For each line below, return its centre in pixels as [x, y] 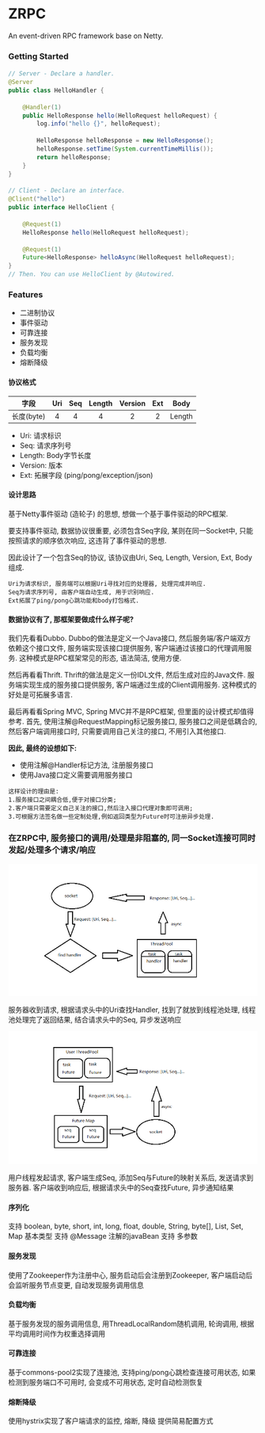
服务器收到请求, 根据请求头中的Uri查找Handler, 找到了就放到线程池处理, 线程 [132, 1010]
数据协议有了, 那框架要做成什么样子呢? [71, 619]
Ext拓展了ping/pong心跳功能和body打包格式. [74, 601]
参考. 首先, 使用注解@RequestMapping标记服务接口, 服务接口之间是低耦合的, [133, 721]
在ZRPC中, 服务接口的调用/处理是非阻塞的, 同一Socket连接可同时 [132, 839]
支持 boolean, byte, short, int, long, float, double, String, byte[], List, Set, [126, 1226]
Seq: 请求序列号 [45, 445]
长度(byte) [28, 416]
